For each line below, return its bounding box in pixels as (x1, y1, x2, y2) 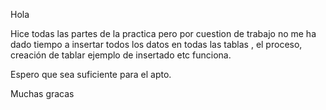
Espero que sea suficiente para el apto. (10, 69, 172, 80)
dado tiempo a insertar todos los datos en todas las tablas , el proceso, (10, 39, 303, 50)
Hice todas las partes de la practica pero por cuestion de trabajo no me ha (10, 28, 317, 39)
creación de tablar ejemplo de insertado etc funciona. (10, 49, 232, 61)
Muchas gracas (10, 88, 75, 99)
